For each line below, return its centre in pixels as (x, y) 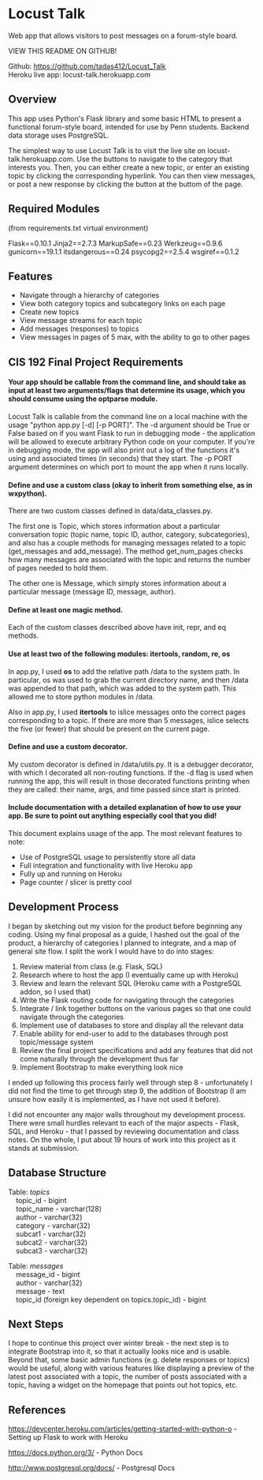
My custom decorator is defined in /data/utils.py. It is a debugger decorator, (131, 764)
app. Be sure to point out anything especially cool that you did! (113, 816)
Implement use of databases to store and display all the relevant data (131, 1025)
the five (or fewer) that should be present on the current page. (109, 729)
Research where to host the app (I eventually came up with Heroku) (129, 975)
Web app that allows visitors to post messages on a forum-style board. (123, 36)
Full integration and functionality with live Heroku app (106, 865)
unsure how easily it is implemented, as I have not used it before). (115, 1099)
